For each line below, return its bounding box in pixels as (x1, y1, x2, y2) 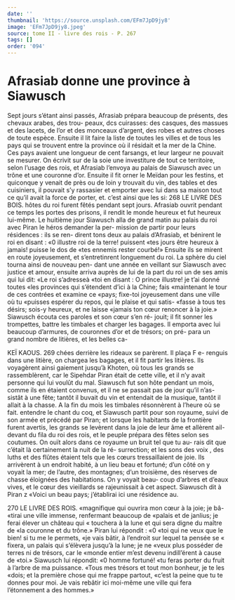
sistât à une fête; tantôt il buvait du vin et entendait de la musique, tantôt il (7, 393, 221, 401)
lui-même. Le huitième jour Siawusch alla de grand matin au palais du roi (7, 215, 217, 224)
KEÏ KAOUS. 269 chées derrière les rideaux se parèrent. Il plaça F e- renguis (7, 348, 228, 356)
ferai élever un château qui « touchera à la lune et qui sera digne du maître (7, 519, 222, 527)
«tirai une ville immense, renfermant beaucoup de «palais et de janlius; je (7, 511, 219, 519)
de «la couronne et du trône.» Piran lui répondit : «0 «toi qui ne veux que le (7, 526, 224, 534)
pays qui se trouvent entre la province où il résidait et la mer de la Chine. (7, 141, 217, 149)
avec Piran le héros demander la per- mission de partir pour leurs (7, 222, 196, 232)
